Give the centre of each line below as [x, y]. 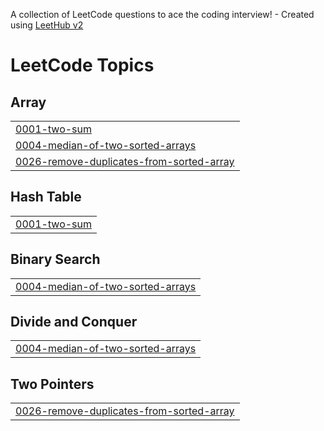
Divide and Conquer [74, 322]
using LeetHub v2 [47, 25]
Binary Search [55, 259]
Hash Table [46, 197]
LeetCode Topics [82, 65]
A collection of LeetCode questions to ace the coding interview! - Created [162, 14]
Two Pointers [52, 384]
